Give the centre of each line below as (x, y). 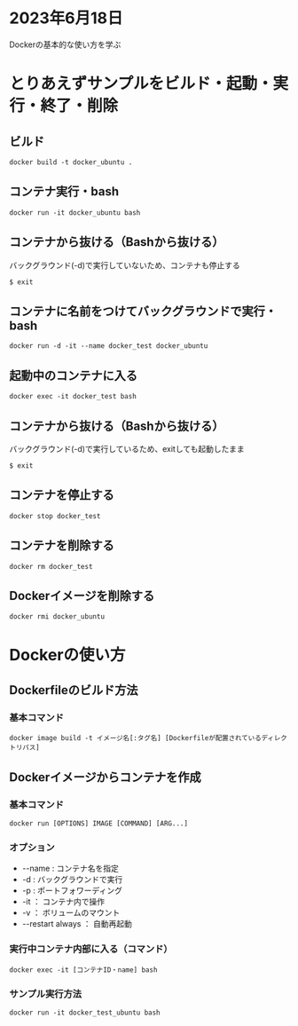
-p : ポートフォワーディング (72, 891)
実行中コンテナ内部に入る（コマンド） (91, 949)
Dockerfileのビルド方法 (74, 690)
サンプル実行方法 (46, 993)
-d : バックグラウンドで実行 (72, 880)
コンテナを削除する (62, 545)
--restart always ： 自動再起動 (77, 924)
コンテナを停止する (62, 495)
